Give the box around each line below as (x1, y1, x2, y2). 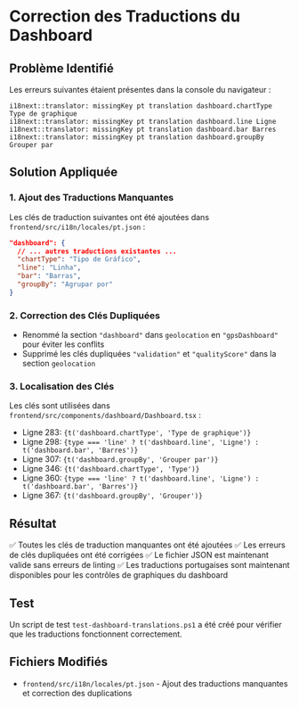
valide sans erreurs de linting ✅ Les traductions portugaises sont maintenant (9, 560, 290, 571)
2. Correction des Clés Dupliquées (9, 309, 160, 322)
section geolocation (21, 358, 96, 369)
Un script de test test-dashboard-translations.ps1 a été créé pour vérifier (9, 620, 282, 630)
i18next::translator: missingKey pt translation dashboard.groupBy (9, 133, 265, 142)
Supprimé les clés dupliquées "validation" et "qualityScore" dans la (21, 349, 277, 359)
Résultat (9, 515, 57, 531)
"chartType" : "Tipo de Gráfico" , (17, 255, 141, 264)
